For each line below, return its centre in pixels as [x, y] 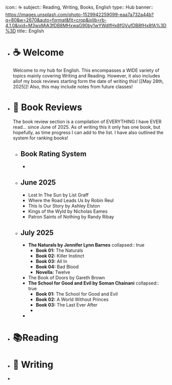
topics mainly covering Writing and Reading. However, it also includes [86, 75]
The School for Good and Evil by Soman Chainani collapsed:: [93, 283]
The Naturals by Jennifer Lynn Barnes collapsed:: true [86, 245]
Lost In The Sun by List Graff [58, 195]
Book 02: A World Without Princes [72, 299]
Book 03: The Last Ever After [66, 305]
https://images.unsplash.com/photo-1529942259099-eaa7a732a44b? [80, 15]
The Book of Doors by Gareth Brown [66, 278]
